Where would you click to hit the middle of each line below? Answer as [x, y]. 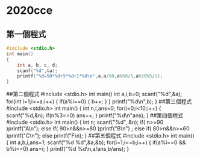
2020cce [30, 11]
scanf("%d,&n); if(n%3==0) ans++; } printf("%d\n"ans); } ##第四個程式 [95, 115]
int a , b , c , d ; [38, 65]
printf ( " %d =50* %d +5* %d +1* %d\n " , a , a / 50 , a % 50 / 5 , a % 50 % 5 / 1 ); [90, 76]
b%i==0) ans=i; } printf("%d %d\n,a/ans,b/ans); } [68, 149]
